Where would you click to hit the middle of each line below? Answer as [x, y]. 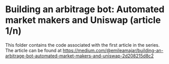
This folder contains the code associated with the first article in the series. [82, 45]
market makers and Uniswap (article [83, 20]
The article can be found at [33, 50]
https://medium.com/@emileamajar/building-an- [113, 50]
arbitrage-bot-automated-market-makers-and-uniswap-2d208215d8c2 [80, 56]
